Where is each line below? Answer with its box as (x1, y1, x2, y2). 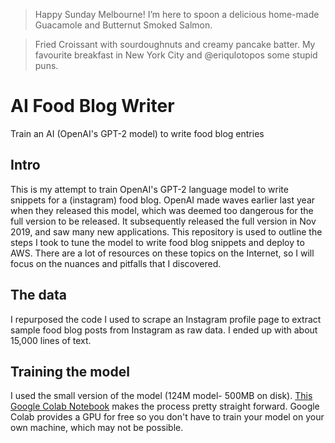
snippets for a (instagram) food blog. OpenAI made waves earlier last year (10, 194, 316, 206)
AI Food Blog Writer (10, 95, 175, 118)
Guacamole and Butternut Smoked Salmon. (34, 19, 213, 31)
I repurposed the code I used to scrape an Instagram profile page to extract (10, 313, 322, 325)
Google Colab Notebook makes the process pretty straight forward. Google (10, 400, 320, 413)
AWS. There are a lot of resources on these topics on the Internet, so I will (10, 247, 315, 259)
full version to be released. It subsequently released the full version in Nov (10, 215, 317, 227)
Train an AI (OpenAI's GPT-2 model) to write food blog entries (10, 127, 265, 139)
